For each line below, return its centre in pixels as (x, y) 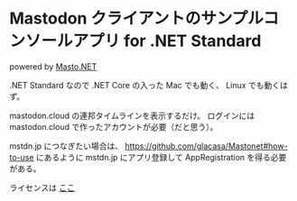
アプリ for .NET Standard (167, 41)
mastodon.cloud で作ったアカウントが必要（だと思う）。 (114, 126)
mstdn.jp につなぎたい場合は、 (66, 146)
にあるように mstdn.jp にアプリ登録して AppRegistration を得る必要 (161, 157)
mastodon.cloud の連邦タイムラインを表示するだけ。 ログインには (132, 115)
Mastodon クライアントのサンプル (136, 18)
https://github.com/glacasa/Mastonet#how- (206, 146)
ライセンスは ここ (42, 187)
